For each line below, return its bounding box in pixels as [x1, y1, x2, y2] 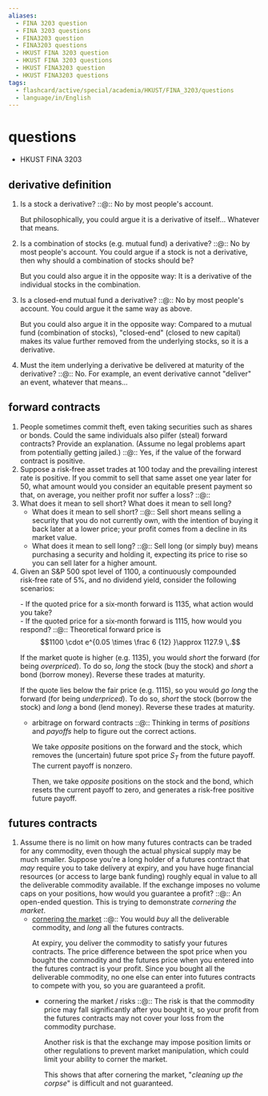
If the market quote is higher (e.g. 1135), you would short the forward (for [19, 652, 260, 662]
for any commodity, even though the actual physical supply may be [19, 846, 242, 856]
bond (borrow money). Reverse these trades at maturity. [19, 670, 206, 679]
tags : [8, 79, 26, 87]
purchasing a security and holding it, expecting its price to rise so [31, 550, 248, 559]
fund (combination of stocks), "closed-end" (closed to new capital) [19, 328, 242, 337]
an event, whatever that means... [19, 377, 128, 387]
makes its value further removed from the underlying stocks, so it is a [19, 336, 249, 345]
